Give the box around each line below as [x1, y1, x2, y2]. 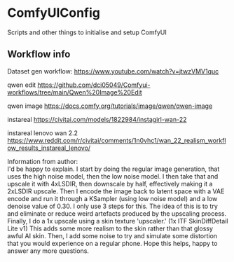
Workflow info [7, 48, 71, 60]
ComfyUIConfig [7, 5, 100, 21]
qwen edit [7, 81, 36, 89]
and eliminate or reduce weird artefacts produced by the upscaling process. [7, 209, 226, 218]
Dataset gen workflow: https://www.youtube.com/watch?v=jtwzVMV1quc [7, 67, 219, 75]
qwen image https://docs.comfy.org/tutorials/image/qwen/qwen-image [7, 102, 213, 110]
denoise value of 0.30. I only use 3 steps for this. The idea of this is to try [7, 202, 219, 210]
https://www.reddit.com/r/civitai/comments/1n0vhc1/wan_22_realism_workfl [7, 136, 226, 144]
